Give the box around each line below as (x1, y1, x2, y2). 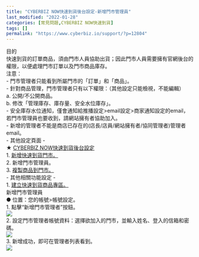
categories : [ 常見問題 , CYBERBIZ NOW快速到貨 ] (6, 20, 114, 26)
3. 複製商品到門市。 (6, 167, 55, 174)
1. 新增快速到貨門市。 (6, 152, 58, 159)
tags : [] (6, 25, 28, 31)
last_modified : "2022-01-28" (6, 14, 78, 20)
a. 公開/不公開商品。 (6, 93, 56, 100)
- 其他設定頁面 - (6, 137, 46, 144)
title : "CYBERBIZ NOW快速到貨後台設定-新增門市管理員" (6, 8, 131, 15)
